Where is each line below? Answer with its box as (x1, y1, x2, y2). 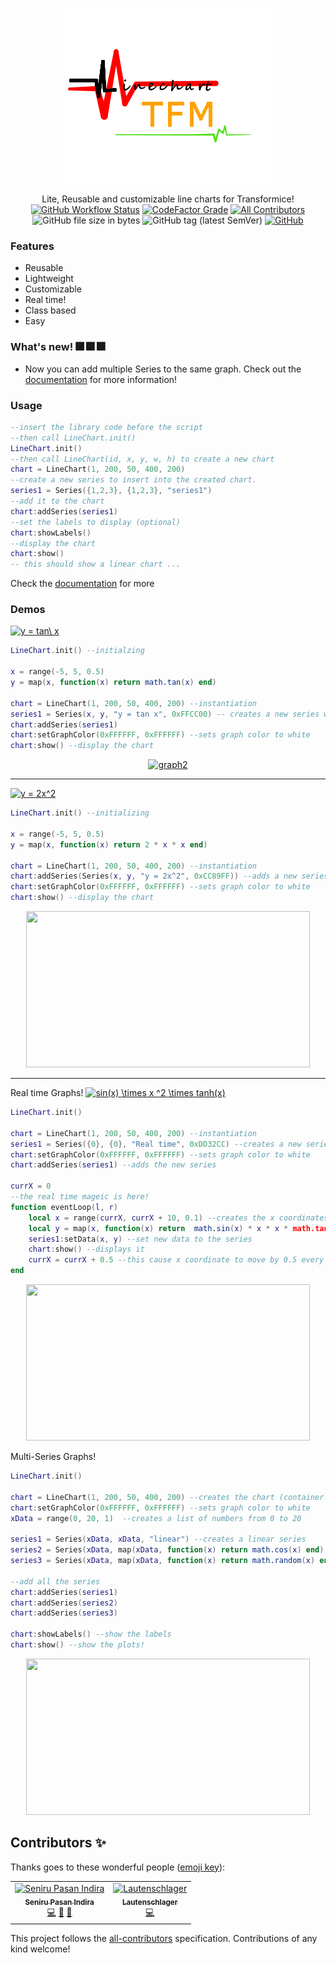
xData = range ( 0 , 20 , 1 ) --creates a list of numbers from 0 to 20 (10, 1513, 302, 1523)
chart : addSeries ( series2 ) (10, 1598, 118, 1608)
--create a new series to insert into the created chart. (10, 475, 257, 485)
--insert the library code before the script (10, 422, 203, 432)
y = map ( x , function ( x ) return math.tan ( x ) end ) (10, 678, 217, 688)
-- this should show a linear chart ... (10, 559, 182, 570)
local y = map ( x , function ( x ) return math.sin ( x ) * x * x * (28, 1223, 289, 1233)
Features (10, 239, 55, 253)
